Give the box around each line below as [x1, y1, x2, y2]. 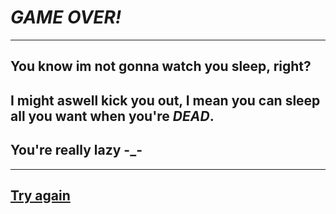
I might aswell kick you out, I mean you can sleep [10, 92, 321, 109]
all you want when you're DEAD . [10, 107, 215, 125]
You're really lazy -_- [10, 142, 143, 159]
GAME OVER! [10, 6, 122, 29]
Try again [10, 187, 71, 204]
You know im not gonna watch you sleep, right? [10, 58, 312, 75]
